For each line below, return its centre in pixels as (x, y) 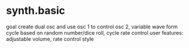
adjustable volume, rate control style (50, 39)
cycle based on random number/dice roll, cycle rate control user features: (95, 32)
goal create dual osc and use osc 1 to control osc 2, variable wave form (92, 27)
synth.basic (36, 11)
